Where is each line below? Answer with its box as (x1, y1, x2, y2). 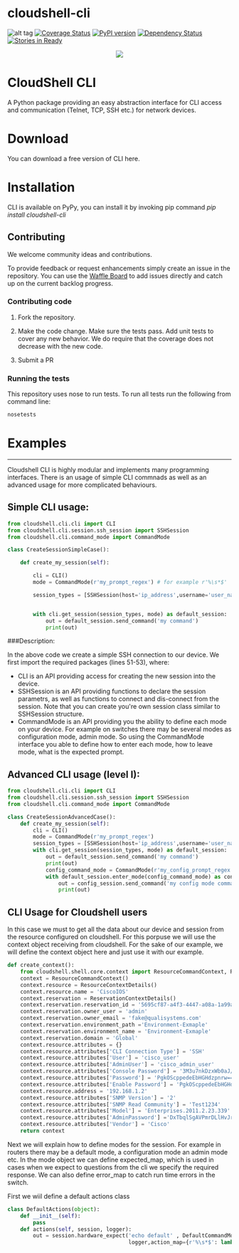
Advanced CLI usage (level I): (7, 768, 140, 780)
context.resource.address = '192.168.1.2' (20, 1088, 148, 1095)
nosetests (7, 411, 37, 419)
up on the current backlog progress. (7, 279, 114, 287)
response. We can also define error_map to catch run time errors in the (7, 1170, 216, 1179)
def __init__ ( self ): (20, 1212, 81, 1219)
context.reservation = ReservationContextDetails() (20, 995, 176, 1002)
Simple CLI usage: (7, 501, 90, 513)
